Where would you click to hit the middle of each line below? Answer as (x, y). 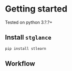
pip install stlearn (26, 49)
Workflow (20, 64)
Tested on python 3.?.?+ (29, 22)
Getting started (36, 9)
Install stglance (28, 37)
